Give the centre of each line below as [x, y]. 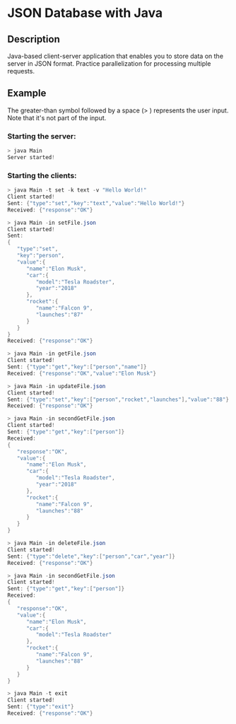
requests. [21, 71]
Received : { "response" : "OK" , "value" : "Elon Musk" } [82, 373]
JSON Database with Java [85, 13]
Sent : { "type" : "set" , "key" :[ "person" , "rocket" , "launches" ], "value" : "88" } [118, 399]
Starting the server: [42, 136]
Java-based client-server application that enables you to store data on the [116, 56]
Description [34, 39]
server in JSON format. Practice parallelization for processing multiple [109, 64]
